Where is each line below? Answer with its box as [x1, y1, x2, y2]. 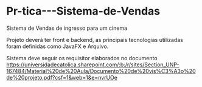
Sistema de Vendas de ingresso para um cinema [6, 24, 128, 32]
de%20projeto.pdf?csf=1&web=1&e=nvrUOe [6, 74, 117, 81]
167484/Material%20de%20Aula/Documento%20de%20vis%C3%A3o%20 [6, 67, 196, 74]
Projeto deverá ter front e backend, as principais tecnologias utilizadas [6, 36, 184, 43]
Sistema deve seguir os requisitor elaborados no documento [6, 54, 158, 61]
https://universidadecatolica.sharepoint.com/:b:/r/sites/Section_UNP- [6, 61, 179, 68]
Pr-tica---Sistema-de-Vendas [6, 4, 160, 18]
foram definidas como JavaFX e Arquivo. [6, 43, 109, 50]
